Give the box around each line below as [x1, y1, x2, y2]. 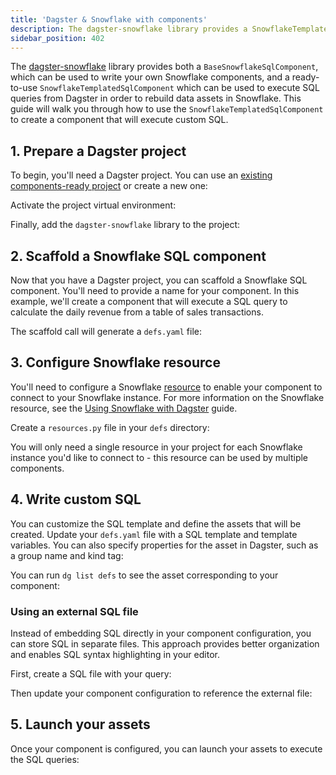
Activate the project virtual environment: [10, 199, 177, 211]
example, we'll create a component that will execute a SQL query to [10, 296, 288, 307]
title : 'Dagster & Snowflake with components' [10, 14, 208, 25]
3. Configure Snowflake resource [10, 354, 221, 371]
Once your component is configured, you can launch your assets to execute [10, 742, 323, 755]
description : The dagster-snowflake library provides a [10, 24, 248, 34]
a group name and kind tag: [10, 549, 124, 561]
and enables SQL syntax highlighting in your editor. [10, 648, 220, 660]
